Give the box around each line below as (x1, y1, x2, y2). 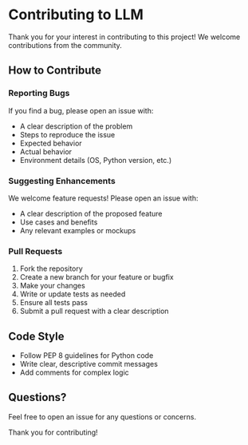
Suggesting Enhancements (8, 175, 116, 186)
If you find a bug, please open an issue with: (8, 105, 154, 115)
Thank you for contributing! (8, 427, 98, 437)
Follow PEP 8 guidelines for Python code (19, 351, 154, 360)
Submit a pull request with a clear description (19, 306, 169, 316)
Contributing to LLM (8, 6, 144, 24)
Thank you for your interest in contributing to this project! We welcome (8, 32, 241, 42)
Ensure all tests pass (19, 298, 88, 308)
